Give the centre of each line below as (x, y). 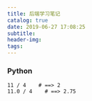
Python (20, 71)
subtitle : (22, 33)
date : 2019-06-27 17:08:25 (46, 27)
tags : (15, 46)
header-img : (24, 40)
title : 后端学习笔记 (34, 14)
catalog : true (28, 20)
